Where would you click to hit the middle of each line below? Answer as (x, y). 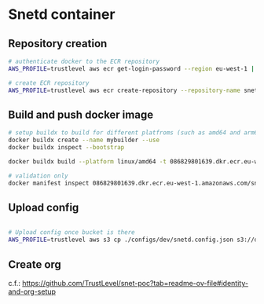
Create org (35, 264)
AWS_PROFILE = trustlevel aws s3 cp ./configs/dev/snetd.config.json (121, 240)
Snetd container (62, 15)
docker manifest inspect (49, 183)
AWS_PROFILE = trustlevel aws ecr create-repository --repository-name (125, 90)
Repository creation (58, 44)
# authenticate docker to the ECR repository (84, 61)
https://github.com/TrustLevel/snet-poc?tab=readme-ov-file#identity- (136, 283)
